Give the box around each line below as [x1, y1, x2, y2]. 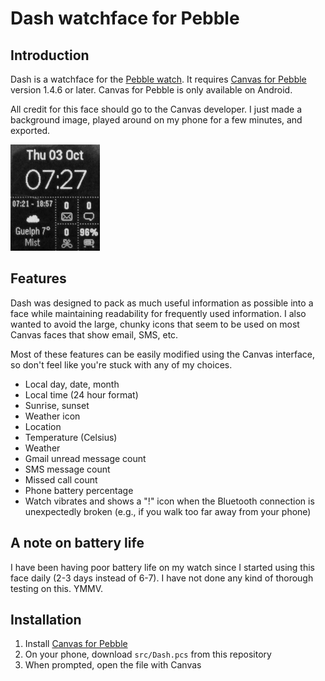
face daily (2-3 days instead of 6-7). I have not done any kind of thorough [10, 572, 314, 584]
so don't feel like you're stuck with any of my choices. [10, 358, 233, 371]
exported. [10, 125, 51, 136]
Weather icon [24, 410, 81, 422]
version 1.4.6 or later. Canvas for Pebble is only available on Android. [10, 84, 293, 96]
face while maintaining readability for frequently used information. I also [10, 307, 307, 319]
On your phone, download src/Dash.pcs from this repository [24, 648, 272, 661]
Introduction [10, 47, 90, 64]
